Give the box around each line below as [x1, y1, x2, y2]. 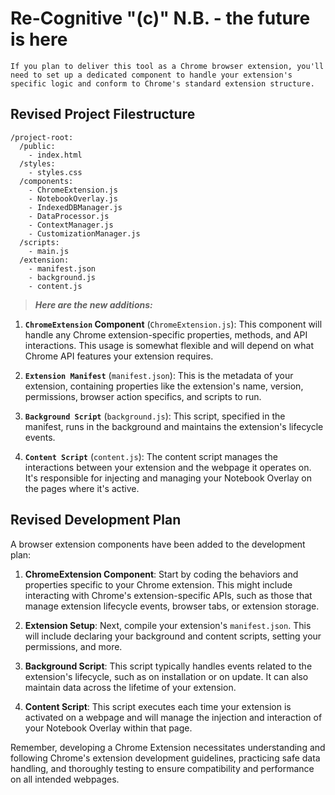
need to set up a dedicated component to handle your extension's [10, 70, 293, 80]
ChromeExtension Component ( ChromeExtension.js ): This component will [24, 318, 323, 330]
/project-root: [10, 132, 74, 142]
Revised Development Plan [10, 512, 182, 529]
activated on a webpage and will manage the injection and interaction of [24, 711, 323, 723]
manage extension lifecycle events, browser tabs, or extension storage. [24, 600, 320, 612]
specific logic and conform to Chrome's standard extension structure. [10, 78, 315, 89]
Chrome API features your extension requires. [24, 350, 214, 362]
